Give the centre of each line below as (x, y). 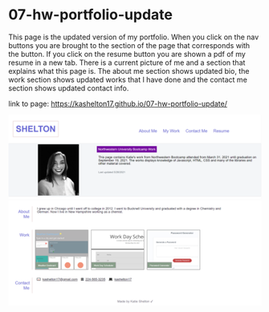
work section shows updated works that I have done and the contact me (128, 79)
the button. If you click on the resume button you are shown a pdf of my (127, 54)
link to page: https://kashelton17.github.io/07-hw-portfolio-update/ (118, 103)
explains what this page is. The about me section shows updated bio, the (129, 71)
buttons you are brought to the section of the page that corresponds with (129, 45)
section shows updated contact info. (69, 88)
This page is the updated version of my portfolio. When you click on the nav (134, 37)
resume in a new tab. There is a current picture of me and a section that (127, 63)
